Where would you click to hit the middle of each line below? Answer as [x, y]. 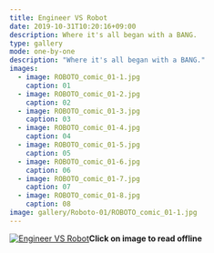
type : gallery [36, 43]
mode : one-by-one [42, 52]
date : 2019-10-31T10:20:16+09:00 [73, 26]
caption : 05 [48, 153]
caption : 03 [48, 119]
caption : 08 [48, 204]
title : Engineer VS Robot [58, 18]
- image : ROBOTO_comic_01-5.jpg [79, 145]
